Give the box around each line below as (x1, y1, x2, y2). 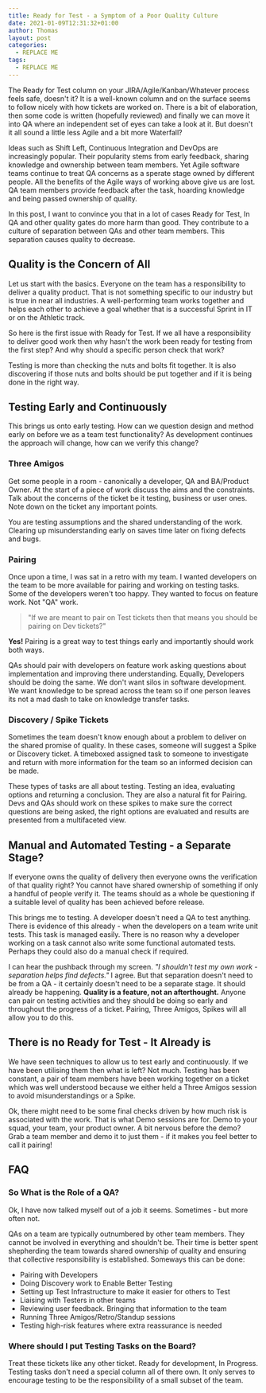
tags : (8, 57, 26, 64)
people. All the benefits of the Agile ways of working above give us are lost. (8, 177, 256, 186)
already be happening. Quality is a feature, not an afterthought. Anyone (8, 988, 246, 997)
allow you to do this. (8, 1013, 74, 1023)
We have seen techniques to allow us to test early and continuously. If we (8, 1056, 249, 1067)
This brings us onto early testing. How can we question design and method (8, 421, 254, 431)
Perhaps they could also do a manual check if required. (8, 946, 189, 956)
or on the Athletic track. (8, 312, 86, 322)
